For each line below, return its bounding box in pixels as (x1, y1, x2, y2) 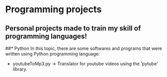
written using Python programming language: (5, 51, 100, 57)
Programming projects (5, 4, 102, 15)
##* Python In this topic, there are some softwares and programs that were (5, 45, 162, 52)
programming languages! (5, 32, 87, 40)
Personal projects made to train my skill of (5, 24, 141, 33)
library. (12, 66, 28, 72)
